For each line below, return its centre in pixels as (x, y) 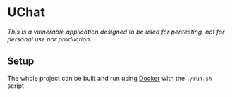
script (16, 86)
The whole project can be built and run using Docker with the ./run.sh (110, 78)
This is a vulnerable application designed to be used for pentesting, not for (116, 32)
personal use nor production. (50, 39)
